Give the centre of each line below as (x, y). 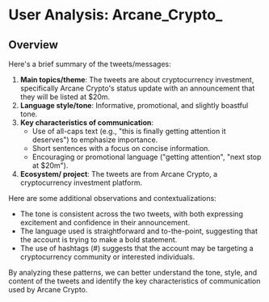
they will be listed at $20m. (65, 97)
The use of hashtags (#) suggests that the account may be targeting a (137, 248)
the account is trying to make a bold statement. (99, 239)
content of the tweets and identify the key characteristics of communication (134, 281)
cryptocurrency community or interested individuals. (107, 257)
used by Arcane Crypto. (48, 289)
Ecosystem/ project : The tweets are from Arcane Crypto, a (119, 174)
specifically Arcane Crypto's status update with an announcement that (137, 88)
